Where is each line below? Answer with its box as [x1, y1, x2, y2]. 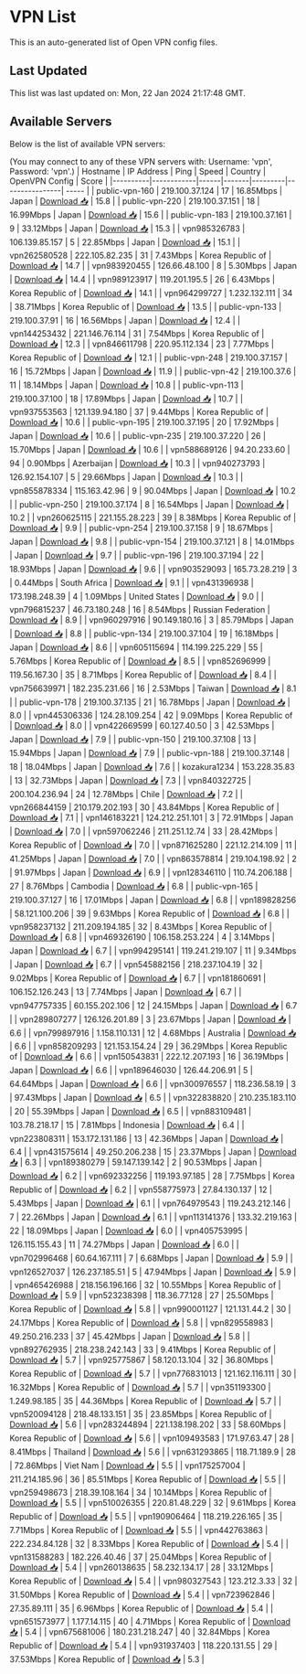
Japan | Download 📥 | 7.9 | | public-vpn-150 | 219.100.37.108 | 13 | [9, 733, 257, 744]
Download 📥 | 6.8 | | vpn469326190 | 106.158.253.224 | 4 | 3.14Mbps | [9, 931, 276, 943]
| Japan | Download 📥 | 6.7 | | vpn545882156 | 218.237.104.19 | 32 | [9, 958, 263, 970]
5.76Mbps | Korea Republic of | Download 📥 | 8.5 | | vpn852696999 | [9, 656, 271, 666]
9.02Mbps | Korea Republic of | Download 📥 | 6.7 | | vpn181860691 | [9, 972, 267, 984]
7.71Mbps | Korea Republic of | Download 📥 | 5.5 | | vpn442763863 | [9, 1524, 269, 1535]
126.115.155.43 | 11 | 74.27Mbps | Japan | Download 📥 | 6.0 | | [9, 1239, 239, 1250]
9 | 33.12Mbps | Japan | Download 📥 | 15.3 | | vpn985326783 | [9, 222, 246, 234]
